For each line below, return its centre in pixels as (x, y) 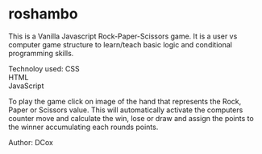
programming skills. (41, 53)
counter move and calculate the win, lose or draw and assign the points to (131, 118)
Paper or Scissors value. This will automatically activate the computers (126, 110)
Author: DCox (31, 142)
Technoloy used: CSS (44, 68)
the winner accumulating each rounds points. (83, 127)
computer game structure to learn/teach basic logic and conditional (120, 44)
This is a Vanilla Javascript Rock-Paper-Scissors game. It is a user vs (123, 36)
